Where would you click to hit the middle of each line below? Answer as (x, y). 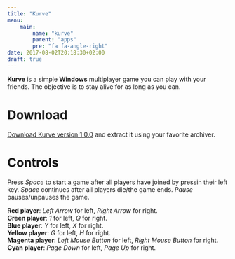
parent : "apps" (55, 40)
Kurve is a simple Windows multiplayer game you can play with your (107, 79)
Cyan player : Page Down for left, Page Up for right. (82, 247)
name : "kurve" (53, 33)
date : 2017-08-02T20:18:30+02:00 (56, 53)
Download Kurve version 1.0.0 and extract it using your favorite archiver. (111, 134)
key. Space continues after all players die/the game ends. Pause (100, 189)
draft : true (25, 59)
